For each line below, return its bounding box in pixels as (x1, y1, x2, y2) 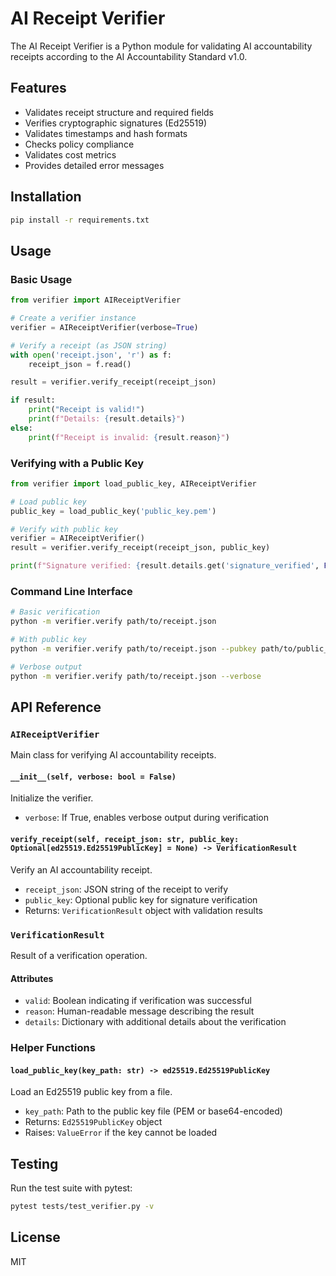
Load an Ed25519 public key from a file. (10, 1086, 173, 1098)
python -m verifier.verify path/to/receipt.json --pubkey (10, 643, 257, 654)
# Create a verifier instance (10, 313, 137, 323)
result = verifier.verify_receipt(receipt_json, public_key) (10, 543, 271, 553)
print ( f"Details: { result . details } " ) (28, 414, 186, 424)
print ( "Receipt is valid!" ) (28, 405, 145, 415)
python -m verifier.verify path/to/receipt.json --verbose (10, 671, 262, 681)
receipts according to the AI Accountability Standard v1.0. (10, 50, 248, 62)
